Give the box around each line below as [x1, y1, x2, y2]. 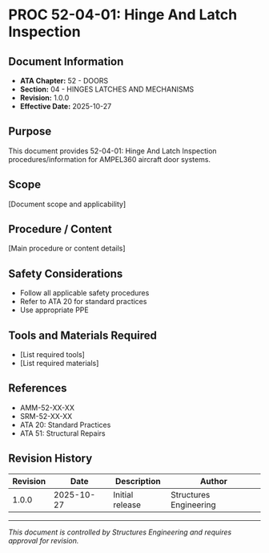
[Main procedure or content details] [8, 243, 126, 254]
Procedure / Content [8, 222, 112, 236]
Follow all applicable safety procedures [19, 288, 150, 298]
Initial [113, 489, 134, 500]
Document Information [8, 55, 124, 68]
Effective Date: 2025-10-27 [19, 102, 112, 111]
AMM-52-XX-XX [19, 403, 74, 413]
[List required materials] [19, 359, 99, 368]
